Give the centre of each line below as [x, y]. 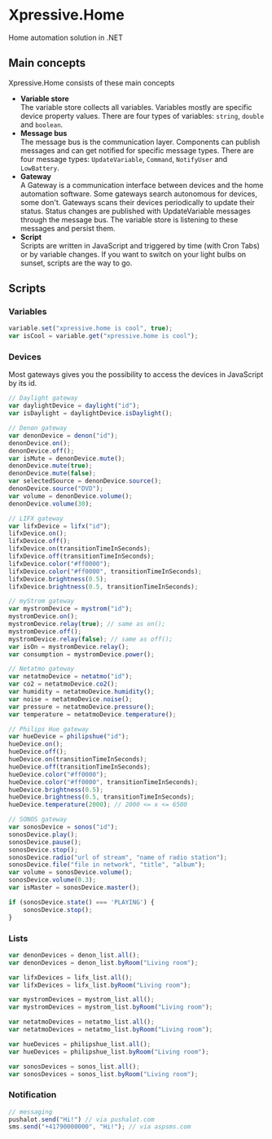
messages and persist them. [68, 228]
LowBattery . [39, 168]
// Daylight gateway [44, 398]
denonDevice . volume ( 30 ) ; [50, 504]
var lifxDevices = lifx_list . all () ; [70, 977]
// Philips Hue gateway [49, 729]
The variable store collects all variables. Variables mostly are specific [136, 107]
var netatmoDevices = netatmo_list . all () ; [81, 1022]
